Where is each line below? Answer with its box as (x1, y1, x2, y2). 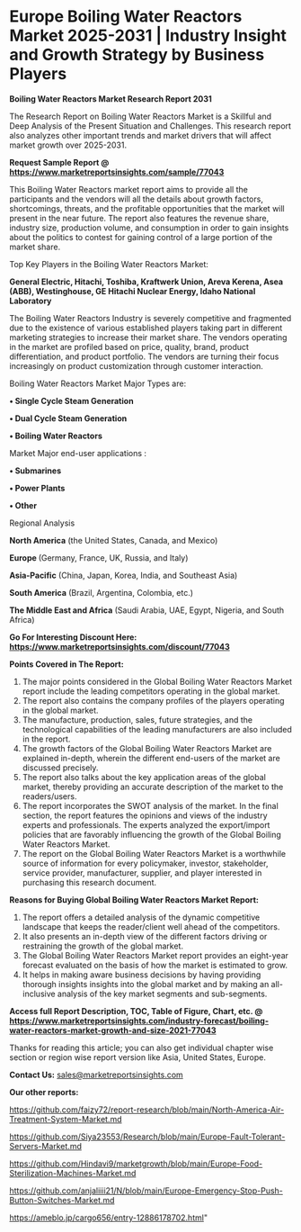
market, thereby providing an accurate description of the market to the (22, 781, 284, 792)
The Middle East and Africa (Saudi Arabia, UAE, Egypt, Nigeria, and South (9, 605, 285, 616)
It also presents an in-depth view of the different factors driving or (22, 931, 268, 941)
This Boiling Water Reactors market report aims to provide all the (9, 184, 249, 194)
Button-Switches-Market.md (9, 1194, 115, 1205)
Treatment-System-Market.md (9, 1113, 122, 1124)
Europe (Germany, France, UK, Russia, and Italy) (9, 552, 189, 563)
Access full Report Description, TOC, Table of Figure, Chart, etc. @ (9, 1005, 263, 1016)
